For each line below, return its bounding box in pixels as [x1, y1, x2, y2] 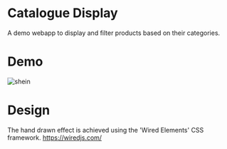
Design [7, 102, 51, 118]
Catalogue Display [7, 5, 119, 21]
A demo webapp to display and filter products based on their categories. [7, 29, 221, 37]
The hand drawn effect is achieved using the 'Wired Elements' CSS [7, 125, 204, 134]
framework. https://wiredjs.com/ [7, 133, 102, 142]
